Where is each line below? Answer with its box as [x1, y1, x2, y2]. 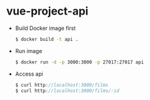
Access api [15, 70, 44, 77]
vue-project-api [6, 4, 88, 18]
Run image [15, 47, 43, 54]
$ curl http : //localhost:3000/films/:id [15, 87, 120, 94]
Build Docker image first [15, 24, 76, 32]
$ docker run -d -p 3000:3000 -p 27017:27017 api [15, 59, 145, 65]
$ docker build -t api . [15, 36, 79, 42]
